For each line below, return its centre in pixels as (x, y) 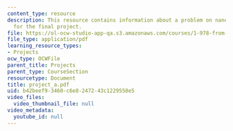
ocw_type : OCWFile (34, 59)
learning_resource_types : (44, 46)
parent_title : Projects (42, 65)
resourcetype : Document (42, 78)
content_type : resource (42, 14)
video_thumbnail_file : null (54, 104)
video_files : (26, 98)
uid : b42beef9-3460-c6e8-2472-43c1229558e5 (71, 91)
